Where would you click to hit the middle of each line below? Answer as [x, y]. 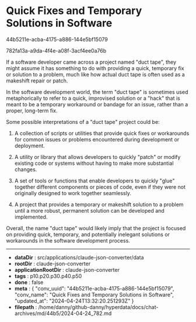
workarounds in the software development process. [68, 240]
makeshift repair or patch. [37, 81]
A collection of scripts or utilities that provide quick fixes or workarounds [102, 133]
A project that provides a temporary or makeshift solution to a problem [99, 204]
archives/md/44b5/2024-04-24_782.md [63, 313]
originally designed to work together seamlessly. [73, 193]
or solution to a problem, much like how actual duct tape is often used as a [95, 74]
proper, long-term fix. [32, 110]
